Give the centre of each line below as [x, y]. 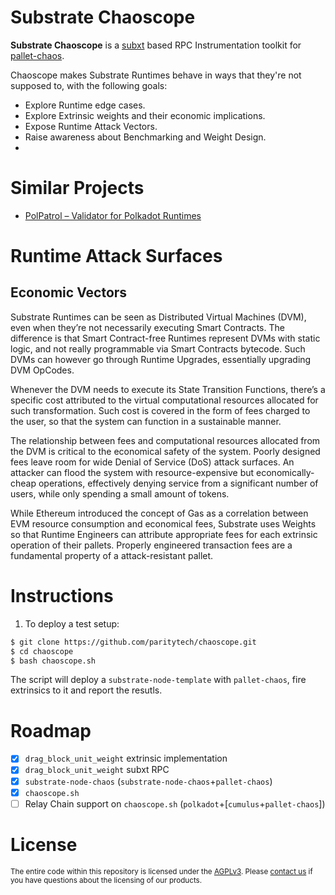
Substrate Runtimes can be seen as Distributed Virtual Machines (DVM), [158, 317]
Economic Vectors [69, 292]
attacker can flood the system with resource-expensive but [132, 472]
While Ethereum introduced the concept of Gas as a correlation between [159, 513]
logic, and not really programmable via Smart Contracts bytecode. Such [158, 348]
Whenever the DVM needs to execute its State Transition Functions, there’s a [168, 389]
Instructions [62, 596]
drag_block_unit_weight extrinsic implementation [126, 758]
